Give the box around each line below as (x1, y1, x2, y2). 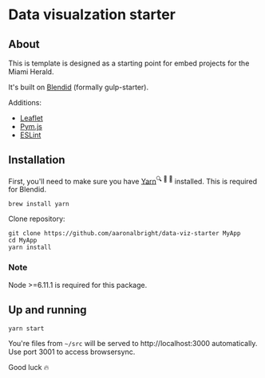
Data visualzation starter (8, 6, 176, 24)
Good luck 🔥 (8, 362, 49, 372)
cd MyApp (8, 237, 38, 245)
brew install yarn (8, 200, 69, 208)
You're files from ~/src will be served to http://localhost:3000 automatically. (8, 338, 258, 348)
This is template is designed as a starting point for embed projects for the (8, 58, 250, 68)
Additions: (8, 98, 42, 107)
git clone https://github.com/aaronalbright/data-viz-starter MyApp (8, 230, 241, 238)
